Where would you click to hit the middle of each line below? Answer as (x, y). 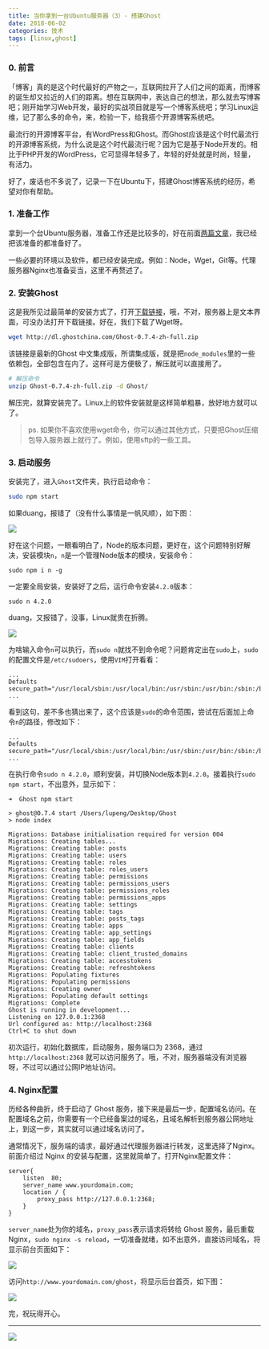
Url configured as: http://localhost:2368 (80, 1024)
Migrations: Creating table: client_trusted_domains (98, 954)
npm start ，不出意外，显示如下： (63, 784)
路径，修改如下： (54, 721)
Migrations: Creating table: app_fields (77, 939)
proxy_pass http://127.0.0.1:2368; (96, 1200)
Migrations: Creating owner (55, 988)
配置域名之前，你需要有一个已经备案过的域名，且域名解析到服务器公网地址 (131, 1119)
